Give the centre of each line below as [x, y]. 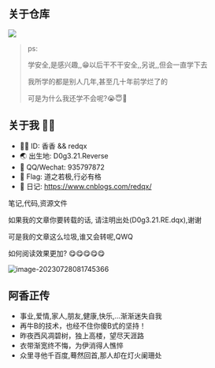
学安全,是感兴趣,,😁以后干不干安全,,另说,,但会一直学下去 [117, 65]
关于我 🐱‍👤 [32, 126]
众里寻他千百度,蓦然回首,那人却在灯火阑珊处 [91, 355]
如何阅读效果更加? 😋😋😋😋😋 [57, 253]
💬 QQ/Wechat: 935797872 [62, 167]
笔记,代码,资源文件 [38, 203]
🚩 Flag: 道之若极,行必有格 [61, 177]
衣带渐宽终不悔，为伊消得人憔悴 [71, 346]
